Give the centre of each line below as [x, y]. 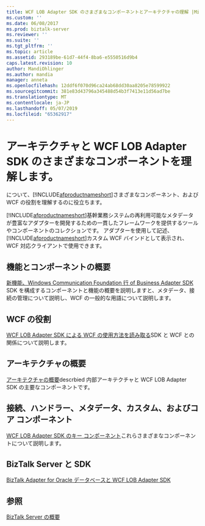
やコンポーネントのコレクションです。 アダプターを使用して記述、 [90, 231]
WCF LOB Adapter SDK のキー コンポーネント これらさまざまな [85, 435]
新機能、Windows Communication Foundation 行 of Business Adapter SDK [100, 283]
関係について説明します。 [38, 342]
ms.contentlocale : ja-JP [38, 103]
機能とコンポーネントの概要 [59, 267]
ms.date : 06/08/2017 [33, 23]
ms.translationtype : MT [37, 97]
